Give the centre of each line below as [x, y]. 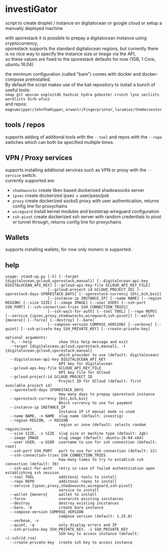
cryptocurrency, [22, 43]
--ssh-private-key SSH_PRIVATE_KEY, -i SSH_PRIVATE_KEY [69, 530]
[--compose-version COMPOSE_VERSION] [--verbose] [100, 325]
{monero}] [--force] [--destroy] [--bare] [50, 320]
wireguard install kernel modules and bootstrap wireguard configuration [86, 211]
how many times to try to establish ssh [101, 460]
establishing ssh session [32, 473]
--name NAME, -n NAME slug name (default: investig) [67, 416]
